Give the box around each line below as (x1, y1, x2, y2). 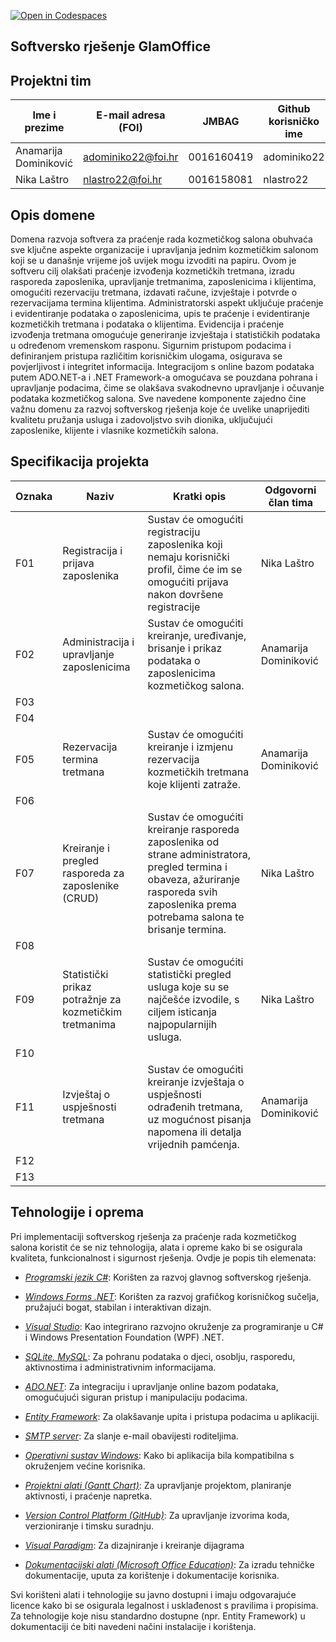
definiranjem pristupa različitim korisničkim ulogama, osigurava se (10, 350, 283, 362)
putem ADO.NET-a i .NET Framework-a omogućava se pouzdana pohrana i (10, 371, 318, 384)
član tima (268, 495, 314, 509)
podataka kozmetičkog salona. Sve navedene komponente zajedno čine (10, 393, 307, 405)
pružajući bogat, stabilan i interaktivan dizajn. (24, 1301, 212, 1313)
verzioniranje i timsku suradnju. (24, 1520, 155, 1532)
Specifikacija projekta (10, 453, 150, 470)
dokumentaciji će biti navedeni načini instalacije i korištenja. (10, 1620, 257, 1632)
